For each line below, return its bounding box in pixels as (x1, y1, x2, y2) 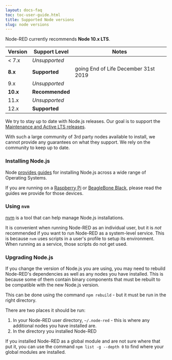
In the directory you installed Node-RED (12, 328, 97, 334)
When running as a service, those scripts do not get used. (5, 241, 128, 247)
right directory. (5, 297, 37, 303)
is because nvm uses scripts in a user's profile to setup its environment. (5, 235, 155, 242)
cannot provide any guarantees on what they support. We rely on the (5, 139, 150, 146)
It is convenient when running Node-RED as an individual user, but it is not (5, 224, 162, 230)
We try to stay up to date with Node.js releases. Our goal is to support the (5, 118, 160, 124)
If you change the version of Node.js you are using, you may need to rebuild (5, 265, 165, 272)
